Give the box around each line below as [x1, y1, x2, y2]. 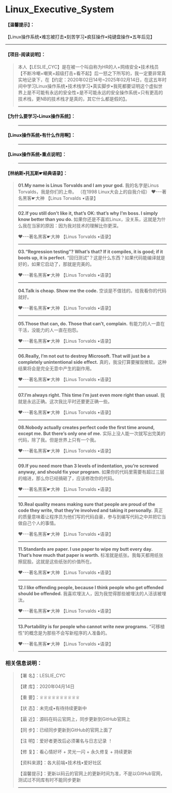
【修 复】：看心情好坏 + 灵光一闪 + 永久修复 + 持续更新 [17, 748, 133, 755]
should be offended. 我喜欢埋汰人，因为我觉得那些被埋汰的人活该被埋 [17, 591, 166, 597]
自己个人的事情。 [22, 520, 59, 526]
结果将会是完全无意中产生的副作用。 [17, 365, 95, 372]
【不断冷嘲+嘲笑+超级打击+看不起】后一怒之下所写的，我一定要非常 [17, 70, 162, 76]
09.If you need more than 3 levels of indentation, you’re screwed [17, 463, 159, 469]
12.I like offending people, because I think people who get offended [17, 585, 164, 591]
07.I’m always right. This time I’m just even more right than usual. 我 [17, 392, 165, 398]
